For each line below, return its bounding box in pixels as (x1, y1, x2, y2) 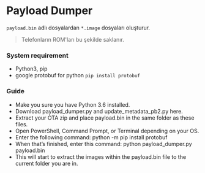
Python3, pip (15, 65, 48, 72)
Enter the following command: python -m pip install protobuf (15, 133, 168, 141)
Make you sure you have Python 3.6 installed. (15, 101, 130, 108)
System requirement (6, 51, 69, 60)
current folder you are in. (15, 160, 78, 167)
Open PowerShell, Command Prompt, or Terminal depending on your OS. (15, 127, 199, 134)
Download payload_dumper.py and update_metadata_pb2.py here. (15, 107, 184, 115)
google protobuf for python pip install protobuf (15, 72, 141, 79)
